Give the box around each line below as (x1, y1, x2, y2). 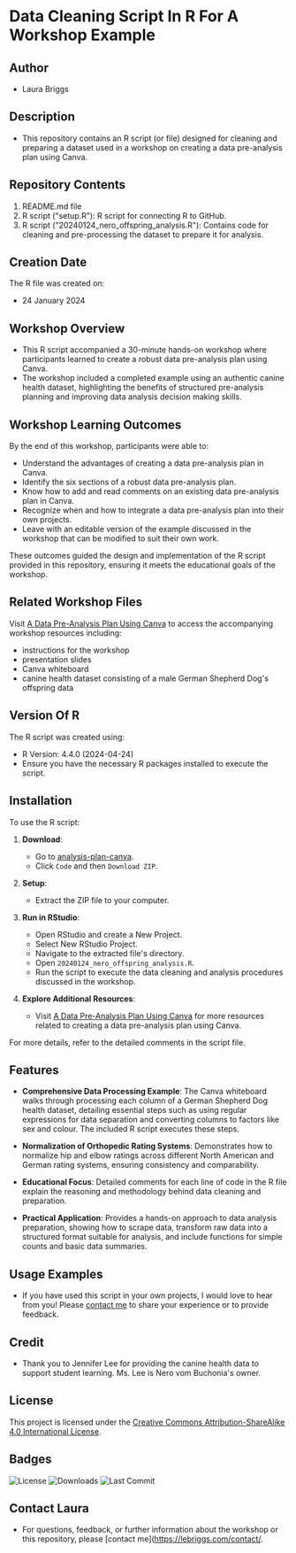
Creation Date (9, 255, 87, 270)
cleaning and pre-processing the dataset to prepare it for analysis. (21, 228, 263, 240)
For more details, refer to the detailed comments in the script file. (9, 1037, 246, 1047)
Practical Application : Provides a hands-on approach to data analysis (21, 1213, 277, 1224)
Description (9, 109, 75, 125)
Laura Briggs (21, 84, 69, 94)
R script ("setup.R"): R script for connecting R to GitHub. (21, 210, 227, 220)
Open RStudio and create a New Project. (34, 929, 183, 939)
